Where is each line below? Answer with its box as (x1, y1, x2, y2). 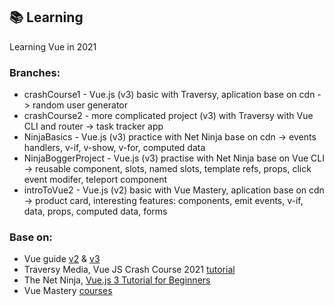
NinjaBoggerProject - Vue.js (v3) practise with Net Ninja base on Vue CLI (23, 152, 326, 164)
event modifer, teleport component (23, 174, 168, 186)
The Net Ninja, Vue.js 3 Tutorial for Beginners (23, 274, 211, 286)
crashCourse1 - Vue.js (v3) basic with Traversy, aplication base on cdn (23, 89, 316, 101)
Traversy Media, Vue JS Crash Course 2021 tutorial (23, 264, 236, 276)
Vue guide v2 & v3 (23, 253, 101, 265)
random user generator (32, 99, 129, 111)
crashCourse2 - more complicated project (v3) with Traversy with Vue (23, 110, 314, 122)
